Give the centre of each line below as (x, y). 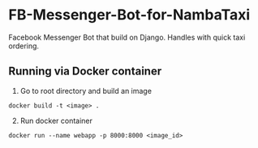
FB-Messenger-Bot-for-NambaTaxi (129, 15)
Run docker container (56, 121)
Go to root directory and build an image (86, 91)
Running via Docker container (85, 72)
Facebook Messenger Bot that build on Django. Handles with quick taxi (127, 37)
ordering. (24, 45)
